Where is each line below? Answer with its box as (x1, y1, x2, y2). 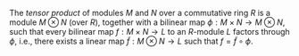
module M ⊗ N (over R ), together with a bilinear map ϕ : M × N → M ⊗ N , (9, 17, 286, 28)
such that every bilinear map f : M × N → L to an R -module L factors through (9, 27, 290, 36)
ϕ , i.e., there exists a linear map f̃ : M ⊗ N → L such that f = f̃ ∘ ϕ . (9, 36, 253, 46)
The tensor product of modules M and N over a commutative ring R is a (9, 8, 270, 18)
